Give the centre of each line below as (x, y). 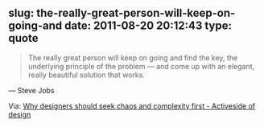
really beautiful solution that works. (86, 75)
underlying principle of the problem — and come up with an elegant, (141, 66)
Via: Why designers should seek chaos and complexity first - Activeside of (132, 106)
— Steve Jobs (31, 90)
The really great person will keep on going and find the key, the (133, 57)
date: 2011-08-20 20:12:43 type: (148, 26)
